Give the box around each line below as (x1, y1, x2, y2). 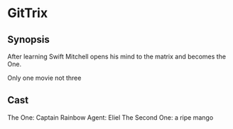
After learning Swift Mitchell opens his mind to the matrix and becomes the (7, 52, 226, 61)
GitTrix (7, 5, 48, 21)
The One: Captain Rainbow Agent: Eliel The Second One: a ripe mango (7, 113, 214, 122)
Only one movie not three (7, 73, 82, 82)
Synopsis (7, 33, 50, 46)
